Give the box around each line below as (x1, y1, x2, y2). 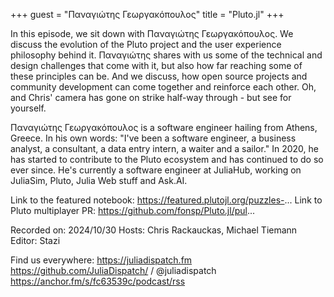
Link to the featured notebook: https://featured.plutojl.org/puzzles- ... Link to (10, 194, 323, 206)
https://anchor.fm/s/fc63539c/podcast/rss (10, 275, 186, 287)
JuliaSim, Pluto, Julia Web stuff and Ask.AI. (10, 175, 188, 186)
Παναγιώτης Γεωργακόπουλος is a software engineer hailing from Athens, (10, 122, 318, 133)
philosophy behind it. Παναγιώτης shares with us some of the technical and (10, 49, 323, 61)
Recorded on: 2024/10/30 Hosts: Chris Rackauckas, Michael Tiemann (10, 224, 298, 236)
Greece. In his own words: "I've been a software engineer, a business (10, 132, 297, 144)
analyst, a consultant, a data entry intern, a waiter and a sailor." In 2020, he (10, 143, 320, 154)
